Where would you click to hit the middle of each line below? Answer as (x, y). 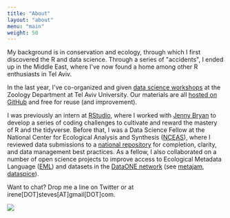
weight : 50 (23, 33)
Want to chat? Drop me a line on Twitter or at (71, 187)
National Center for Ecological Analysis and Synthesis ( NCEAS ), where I (109, 138)
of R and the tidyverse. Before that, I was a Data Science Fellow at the (106, 130)
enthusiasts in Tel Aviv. (40, 74)
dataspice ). (23, 174)
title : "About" (29, 13)
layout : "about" (30, 20)
